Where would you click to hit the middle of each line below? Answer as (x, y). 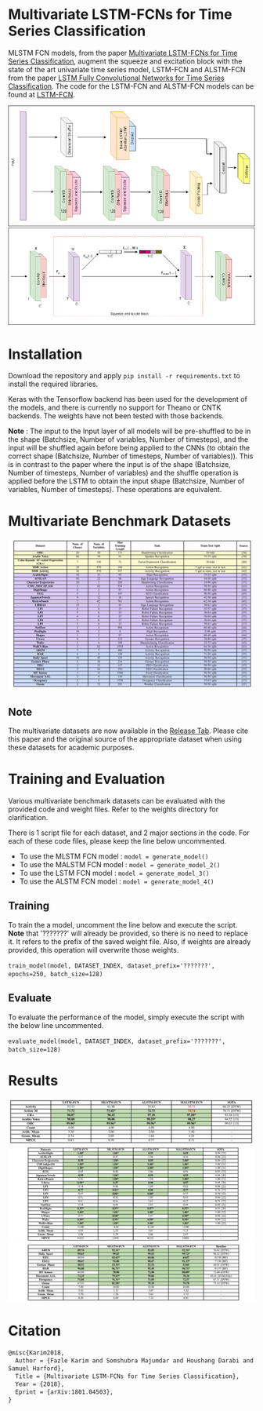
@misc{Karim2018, (36, 1353)
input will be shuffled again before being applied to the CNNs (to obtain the (129, 448)
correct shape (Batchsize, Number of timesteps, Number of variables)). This (131, 456)
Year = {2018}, (40, 1384)
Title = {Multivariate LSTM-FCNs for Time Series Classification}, (128, 1376)
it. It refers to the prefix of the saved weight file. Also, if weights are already (130, 941)
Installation (45, 354)
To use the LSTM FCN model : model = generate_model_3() (114, 873)
